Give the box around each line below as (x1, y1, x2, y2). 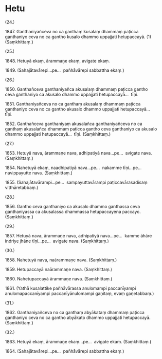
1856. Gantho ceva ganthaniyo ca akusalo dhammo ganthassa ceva (5, 203, 140, 209)
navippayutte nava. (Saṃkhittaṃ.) (5, 169, 73, 176)
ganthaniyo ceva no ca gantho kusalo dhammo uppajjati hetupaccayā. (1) (5, 34, 152, 40)
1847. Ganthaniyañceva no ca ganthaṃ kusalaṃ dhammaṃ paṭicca (5, 28, 139, 34)
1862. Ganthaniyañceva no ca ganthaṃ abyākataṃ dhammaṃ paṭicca (5, 309, 145, 315)
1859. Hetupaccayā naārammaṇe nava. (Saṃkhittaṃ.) (5, 266, 112, 272)
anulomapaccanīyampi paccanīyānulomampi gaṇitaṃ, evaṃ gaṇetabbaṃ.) (5, 290, 154, 296)
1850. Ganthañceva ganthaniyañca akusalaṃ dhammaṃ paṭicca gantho (5, 86, 148, 92)
